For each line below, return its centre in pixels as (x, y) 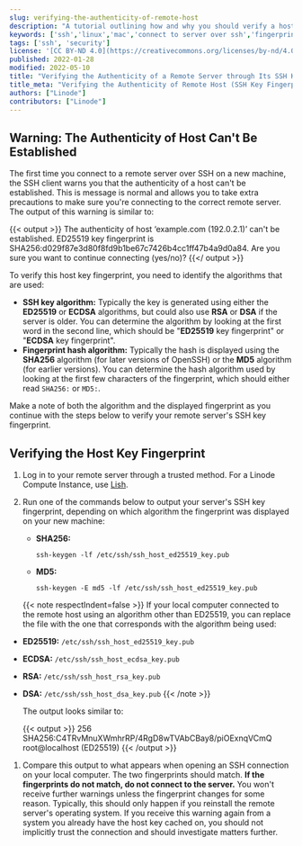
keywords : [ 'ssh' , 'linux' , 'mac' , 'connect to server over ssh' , (130, 34)
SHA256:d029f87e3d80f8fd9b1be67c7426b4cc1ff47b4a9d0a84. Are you (145, 248)
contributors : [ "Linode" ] (58, 101)
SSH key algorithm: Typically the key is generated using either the (146, 302)
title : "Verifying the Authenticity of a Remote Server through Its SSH (148, 76)
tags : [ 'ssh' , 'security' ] (60, 43)
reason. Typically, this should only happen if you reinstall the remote (149, 803)
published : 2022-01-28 (52, 59)
